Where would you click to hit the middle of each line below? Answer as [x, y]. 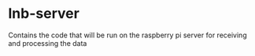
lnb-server [44, 14]
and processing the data [48, 43]
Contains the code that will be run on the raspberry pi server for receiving [128, 35]
